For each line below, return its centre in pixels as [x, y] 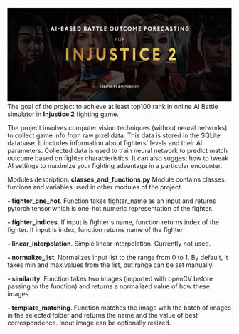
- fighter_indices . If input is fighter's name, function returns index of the [113, 222]
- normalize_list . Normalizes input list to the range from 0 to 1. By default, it [118, 257]
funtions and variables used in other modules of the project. [95, 187]
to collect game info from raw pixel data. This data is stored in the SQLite [114, 135]
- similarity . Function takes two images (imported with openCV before [110, 278]
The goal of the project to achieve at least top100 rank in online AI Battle [113, 106]
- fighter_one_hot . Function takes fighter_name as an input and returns [112, 201]
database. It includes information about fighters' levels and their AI [105, 142]
